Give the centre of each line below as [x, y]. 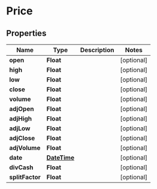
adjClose [22, 138]
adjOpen [22, 109]
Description [97, 50]
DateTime [61, 157]
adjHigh [21, 118]
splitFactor [25, 177]
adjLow [20, 128]
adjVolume [25, 148]
